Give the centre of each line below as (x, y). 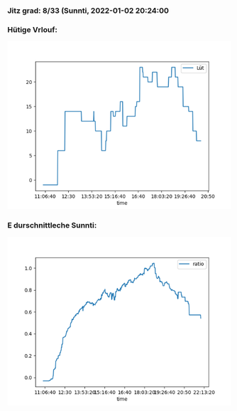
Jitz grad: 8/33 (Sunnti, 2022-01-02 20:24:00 (88, 11)
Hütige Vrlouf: (33, 29)
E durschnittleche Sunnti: (52, 225)
